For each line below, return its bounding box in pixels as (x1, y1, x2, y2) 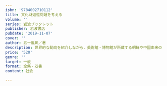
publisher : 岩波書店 (5, 26, 45, 31)
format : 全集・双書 (5, 64, 42, 69)
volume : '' (5, 17, 28, 22)
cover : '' (5, 36, 26, 41)
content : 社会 (5, 69, 34, 74)
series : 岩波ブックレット (5, 21, 54, 27)
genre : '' (5, 54, 26, 60)
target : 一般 (5, 59, 31, 64)
